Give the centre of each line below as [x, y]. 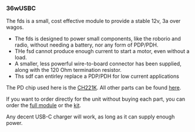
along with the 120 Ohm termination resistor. [68, 70]
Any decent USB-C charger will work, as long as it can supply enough [90, 117]
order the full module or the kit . [43, 105]
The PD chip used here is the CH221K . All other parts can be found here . [94, 88]
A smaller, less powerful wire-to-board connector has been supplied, [98, 64]
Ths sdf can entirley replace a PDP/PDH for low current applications [97, 76]
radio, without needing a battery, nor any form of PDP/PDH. [86, 45]
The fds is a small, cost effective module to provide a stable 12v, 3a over [93, 21]
